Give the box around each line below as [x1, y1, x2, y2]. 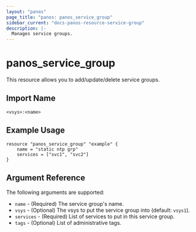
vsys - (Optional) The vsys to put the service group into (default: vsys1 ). [14, 206, 190, 214]
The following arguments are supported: [6, 189, 105, 196]
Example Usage [6, 126, 65, 136]
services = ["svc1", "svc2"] [17, 151, 89, 158]
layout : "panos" [6, 8, 46, 15]
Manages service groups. [11, 31, 73, 37]
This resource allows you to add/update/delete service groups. [6, 76, 160, 83]
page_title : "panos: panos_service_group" [6, 14, 113, 20]
